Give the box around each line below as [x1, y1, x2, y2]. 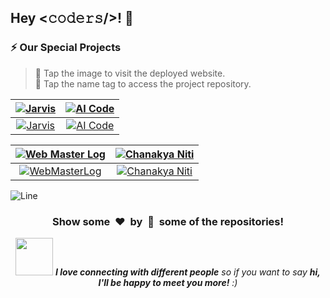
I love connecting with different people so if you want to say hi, [54, 266, 321, 278]
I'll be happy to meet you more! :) [98, 276, 238, 288]
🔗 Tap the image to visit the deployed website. [34, 67, 226, 79]
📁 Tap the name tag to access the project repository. [34, 77, 252, 90]
